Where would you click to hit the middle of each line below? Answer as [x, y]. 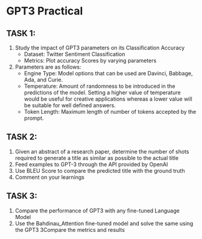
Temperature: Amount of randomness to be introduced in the [99, 86]
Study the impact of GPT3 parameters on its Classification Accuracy [100, 48]
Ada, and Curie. [43, 80]
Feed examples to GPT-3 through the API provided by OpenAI [91, 164]
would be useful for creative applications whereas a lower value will [108, 99]
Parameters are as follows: [48, 67]
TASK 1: [21, 33]
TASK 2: [22, 137]
